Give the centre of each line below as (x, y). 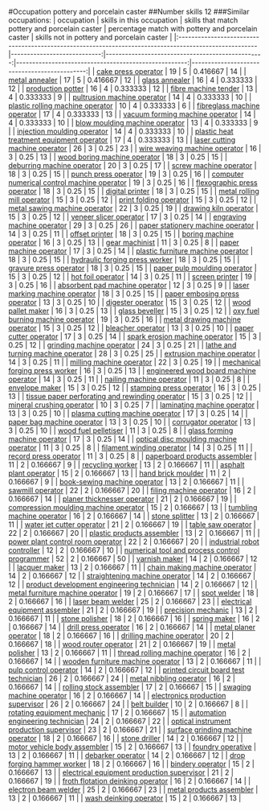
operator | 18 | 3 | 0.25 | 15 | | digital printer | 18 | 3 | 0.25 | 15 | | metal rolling (134, 191)
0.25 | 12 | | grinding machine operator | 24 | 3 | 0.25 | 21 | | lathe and (122, 345)
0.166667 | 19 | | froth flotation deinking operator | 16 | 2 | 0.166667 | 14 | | (130, 781)
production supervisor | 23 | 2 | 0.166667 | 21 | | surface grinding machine (130, 730)
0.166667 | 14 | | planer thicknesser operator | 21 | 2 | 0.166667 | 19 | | (122, 499)
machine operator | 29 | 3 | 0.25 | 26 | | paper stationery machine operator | (133, 225)
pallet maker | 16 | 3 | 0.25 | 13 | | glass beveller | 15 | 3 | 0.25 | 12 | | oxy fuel (134, 311)
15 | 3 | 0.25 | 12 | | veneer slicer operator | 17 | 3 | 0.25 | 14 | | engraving (128, 217)
